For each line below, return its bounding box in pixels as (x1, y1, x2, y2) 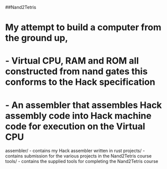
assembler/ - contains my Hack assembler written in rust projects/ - (5, 147, 145, 154)
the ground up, (5, 32, 69, 44)
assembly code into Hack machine (5, 110, 152, 121)
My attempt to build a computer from (5, 22, 161, 33)
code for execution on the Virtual (5, 120, 145, 132)
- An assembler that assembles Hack (5, 99, 162, 110)
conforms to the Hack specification (5, 76, 155, 88)
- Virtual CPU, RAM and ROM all (5, 55, 139, 66)
